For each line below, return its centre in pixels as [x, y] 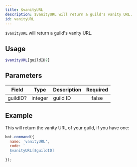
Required [97, 89]
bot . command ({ [20, 137]
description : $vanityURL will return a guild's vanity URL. [69, 14]
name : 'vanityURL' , [30, 141]
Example [19, 116]
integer [40, 98]
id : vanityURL [20, 19]
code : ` [18, 146]
